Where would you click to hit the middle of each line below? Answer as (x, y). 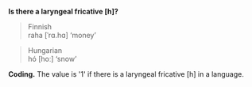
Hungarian (45, 50)
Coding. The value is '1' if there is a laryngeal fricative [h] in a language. (126, 74)
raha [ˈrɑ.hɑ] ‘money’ (62, 35)
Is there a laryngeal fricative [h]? (64, 11)
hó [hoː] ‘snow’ (52, 59)
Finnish (40, 26)
